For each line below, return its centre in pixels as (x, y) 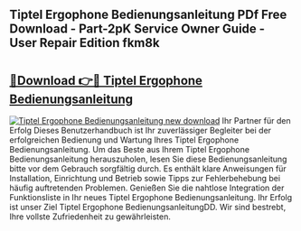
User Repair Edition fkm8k (85, 43)
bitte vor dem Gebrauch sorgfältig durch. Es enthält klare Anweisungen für (148, 169)
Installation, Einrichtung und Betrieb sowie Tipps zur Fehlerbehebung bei (145, 178)
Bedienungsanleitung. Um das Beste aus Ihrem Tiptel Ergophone (130, 149)
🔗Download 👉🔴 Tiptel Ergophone (106, 80)
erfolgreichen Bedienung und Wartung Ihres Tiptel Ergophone (124, 140)
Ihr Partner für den (256, 120)
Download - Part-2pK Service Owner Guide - (137, 29)
